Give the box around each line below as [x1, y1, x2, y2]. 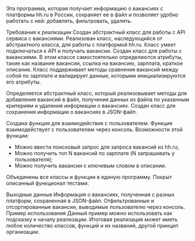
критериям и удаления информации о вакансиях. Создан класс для [6, 102, 176, 109]
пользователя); [14, 156, 53, 163]
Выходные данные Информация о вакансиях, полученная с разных [6, 191, 175, 198]
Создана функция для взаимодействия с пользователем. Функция [6, 120, 173, 126]
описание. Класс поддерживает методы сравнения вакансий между [6, 66, 179, 73]
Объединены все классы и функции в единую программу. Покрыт [6, 174, 172, 180]
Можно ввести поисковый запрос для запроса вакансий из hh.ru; [14, 143, 179, 150]
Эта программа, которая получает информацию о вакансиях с [6, 5, 164, 12]
